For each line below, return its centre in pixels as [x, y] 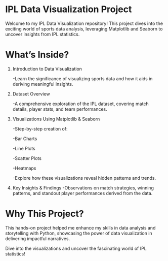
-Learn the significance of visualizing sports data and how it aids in [82, 78]
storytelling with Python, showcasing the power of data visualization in [79, 233]
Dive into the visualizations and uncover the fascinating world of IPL [76, 248]
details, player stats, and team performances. [60, 109]
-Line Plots [24, 148]
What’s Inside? [37, 55]
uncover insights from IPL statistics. [43, 34]
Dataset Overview [31, 94]
